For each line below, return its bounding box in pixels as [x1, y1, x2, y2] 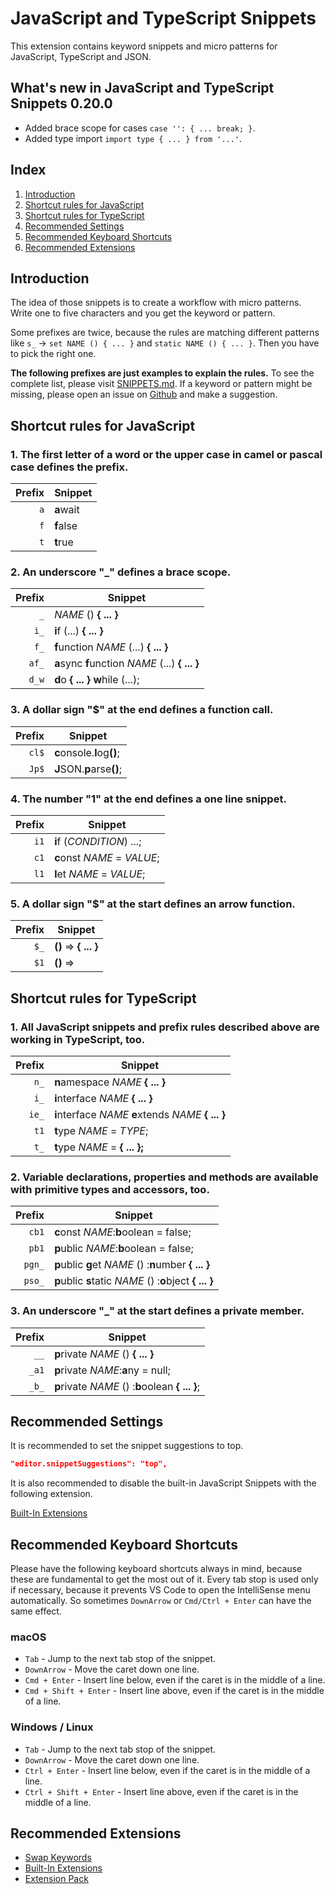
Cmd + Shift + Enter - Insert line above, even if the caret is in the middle [24, 1685, 325, 1697]
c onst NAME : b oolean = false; [54, 1225, 192, 1239]
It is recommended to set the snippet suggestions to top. [10, 1440, 244, 1452]
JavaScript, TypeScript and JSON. [10, 50, 152, 62]
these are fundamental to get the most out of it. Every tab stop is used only [10, 1573, 319, 1586]
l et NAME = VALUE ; [54, 867, 146, 881]
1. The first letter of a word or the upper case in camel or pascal [10, 447, 323, 461]
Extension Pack [24, 1873, 89, 1885]
